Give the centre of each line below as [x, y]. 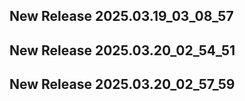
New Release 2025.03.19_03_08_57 [121, 16]
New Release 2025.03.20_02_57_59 [122, 84]
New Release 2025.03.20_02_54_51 [122, 50]
